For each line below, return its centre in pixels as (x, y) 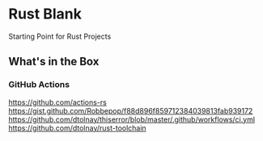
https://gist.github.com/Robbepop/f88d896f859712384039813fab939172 (131, 110)
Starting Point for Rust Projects (60, 36)
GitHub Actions (39, 85)
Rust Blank (45, 14)
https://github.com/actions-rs (57, 102)
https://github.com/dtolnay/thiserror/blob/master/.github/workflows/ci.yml (132, 119)
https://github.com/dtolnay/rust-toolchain (78, 128)
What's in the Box (54, 62)
